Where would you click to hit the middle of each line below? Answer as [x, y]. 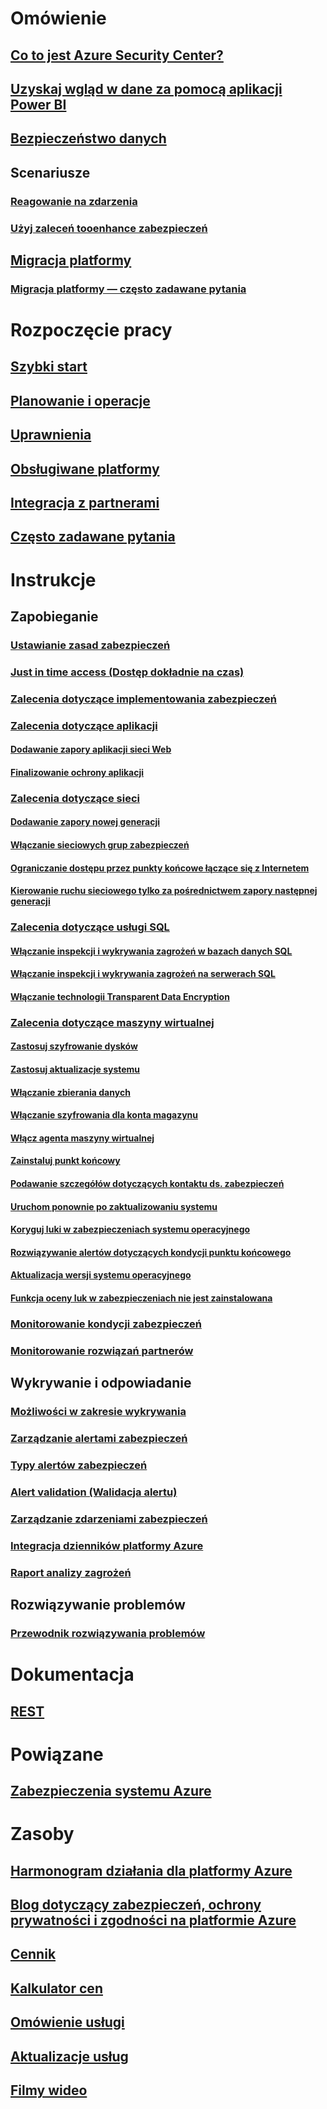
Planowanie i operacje [80, 400]
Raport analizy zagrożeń [71, 1572]
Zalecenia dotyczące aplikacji [84, 725]
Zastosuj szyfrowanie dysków [74, 1046]
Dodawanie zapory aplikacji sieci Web [91, 749]
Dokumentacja [72, 1674]
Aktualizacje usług [69, 2056]
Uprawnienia [51, 435]
